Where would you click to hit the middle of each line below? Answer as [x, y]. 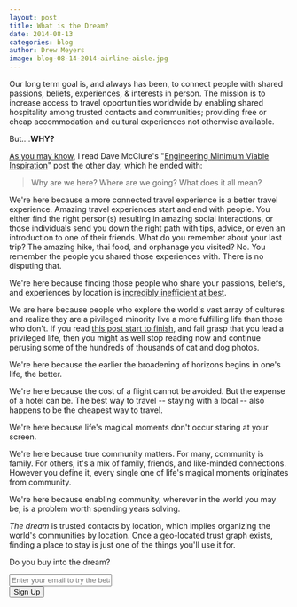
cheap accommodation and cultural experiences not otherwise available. [142, 122]
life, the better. [35, 374]
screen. [23, 437]
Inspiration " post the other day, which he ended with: [106, 166]
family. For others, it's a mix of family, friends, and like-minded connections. [148, 463]
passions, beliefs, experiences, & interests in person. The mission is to [137, 93]
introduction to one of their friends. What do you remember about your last [145, 237]
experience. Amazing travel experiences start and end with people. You [140, 209]
